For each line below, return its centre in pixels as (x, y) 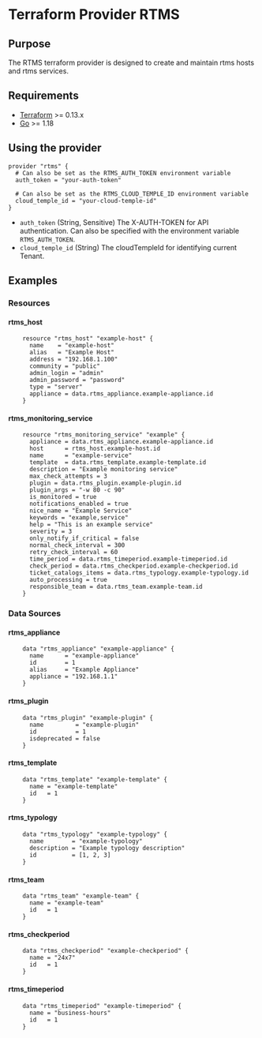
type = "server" (56, 387)
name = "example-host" (71, 346)
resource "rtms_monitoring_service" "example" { (104, 435)
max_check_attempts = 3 (68, 476)
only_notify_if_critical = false (84, 538)
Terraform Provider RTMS (94, 15)
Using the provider (55, 148)
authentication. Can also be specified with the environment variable (129, 230)
